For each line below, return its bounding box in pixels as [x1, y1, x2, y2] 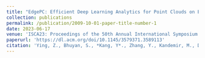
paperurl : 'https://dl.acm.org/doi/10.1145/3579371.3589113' [6, 37, 165, 43]
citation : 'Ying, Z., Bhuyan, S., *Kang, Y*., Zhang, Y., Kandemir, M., [6, 43, 195, 49]
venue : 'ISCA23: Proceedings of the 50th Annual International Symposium [6, 31, 198, 37]
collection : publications [6, 14, 72, 21]
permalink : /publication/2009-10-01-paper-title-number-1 [6, 20, 157, 26]
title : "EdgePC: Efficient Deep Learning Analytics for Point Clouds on [6, 8, 195, 15]
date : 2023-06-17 [6, 25, 51, 32]
